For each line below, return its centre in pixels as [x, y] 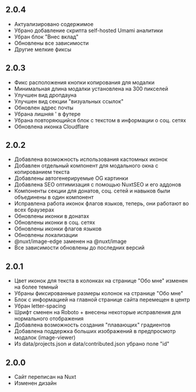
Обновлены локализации [46, 235]
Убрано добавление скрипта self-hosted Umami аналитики [88, 30]
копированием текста [42, 172]
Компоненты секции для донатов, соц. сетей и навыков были [92, 191]
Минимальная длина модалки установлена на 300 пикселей [91, 88]
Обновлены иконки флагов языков [58, 229]
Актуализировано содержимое [54, 24]
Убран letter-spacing [40, 306]
